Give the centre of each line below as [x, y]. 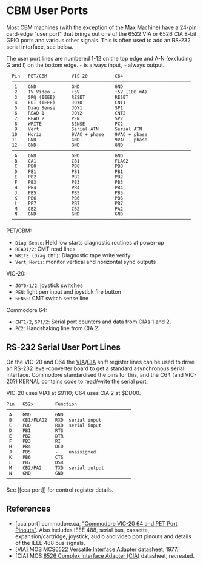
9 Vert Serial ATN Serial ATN [78, 129]
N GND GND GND [68, 214]
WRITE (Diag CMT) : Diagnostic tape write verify [73, 255]
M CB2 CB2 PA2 [68, 209]
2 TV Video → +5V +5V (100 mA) [81, 92]
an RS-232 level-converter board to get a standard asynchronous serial [95, 368]
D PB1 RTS [36, 431]
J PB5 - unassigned [52, 452]
